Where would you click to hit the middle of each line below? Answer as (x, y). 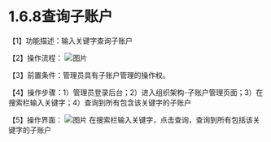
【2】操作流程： (36, 58)
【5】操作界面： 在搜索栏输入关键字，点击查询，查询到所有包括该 (131, 119)
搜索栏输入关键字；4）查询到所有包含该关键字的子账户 (100, 102)
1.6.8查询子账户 (61, 17)
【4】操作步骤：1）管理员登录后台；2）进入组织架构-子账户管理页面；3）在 (136, 92)
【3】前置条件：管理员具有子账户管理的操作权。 (89, 75)
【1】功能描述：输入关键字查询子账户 (70, 41)
